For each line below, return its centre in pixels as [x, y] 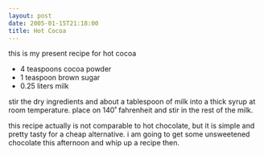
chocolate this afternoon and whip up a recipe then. [94, 143]
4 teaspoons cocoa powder [66, 69]
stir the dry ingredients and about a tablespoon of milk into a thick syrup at [132, 102]
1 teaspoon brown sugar [60, 78]
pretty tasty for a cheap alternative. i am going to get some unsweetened [129, 134]
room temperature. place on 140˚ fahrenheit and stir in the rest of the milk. [131, 110]
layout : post [30, 16]
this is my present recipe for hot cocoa [72, 54]
